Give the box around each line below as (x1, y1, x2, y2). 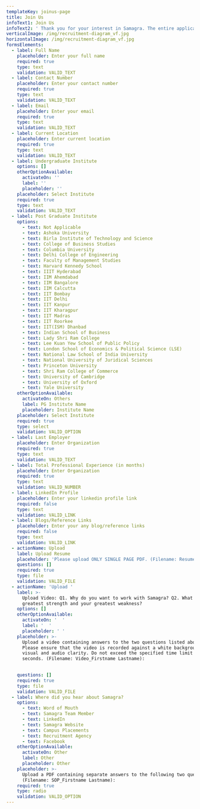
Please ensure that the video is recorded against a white (21, 645, 171, 651)
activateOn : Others (21, 396, 70, 402)
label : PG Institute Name (21, 402, 86, 407)
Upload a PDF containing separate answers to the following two (21, 772, 185, 777)
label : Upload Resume (17, 551, 70, 557)
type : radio (17, 788, 46, 794)
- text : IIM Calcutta (21, 285, 76, 291)
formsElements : (6, 42, 44, 48)
